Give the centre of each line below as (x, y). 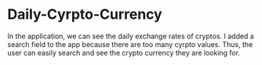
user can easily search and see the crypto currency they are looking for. (124, 52)
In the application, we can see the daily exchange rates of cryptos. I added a (131, 36)
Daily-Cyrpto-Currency (85, 14)
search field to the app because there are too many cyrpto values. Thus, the (130, 44)
